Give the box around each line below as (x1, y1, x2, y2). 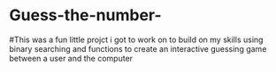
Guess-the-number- (9, 5, 162, 25)
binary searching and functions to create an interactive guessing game (9, 43, 267, 54)
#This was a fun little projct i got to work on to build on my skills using (9, 34, 264, 45)
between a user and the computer (9, 53, 134, 63)
